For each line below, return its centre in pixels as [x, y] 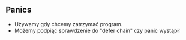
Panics [19, 10]
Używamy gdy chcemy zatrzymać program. [68, 24]
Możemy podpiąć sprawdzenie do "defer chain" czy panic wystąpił [97, 30]
